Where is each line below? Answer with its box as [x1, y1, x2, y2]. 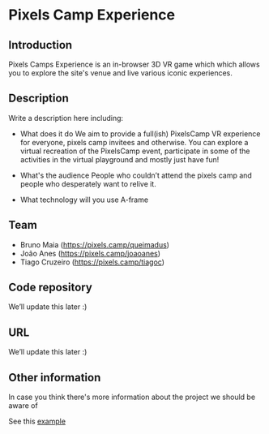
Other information [8, 371, 101, 385]
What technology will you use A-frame [19, 195, 148, 204]
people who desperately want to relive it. [19, 178, 156, 188]
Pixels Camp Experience [8, 6, 176, 24]
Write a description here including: [8, 113, 124, 122]
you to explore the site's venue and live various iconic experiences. [8, 68, 233, 78]
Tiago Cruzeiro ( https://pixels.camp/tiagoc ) [19, 257, 164, 267]
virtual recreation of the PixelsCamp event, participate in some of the [19, 146, 250, 156]
